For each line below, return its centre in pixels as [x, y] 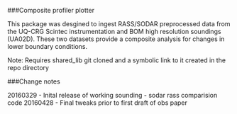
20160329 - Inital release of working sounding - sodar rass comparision [112, 95]
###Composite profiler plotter [51, 10]
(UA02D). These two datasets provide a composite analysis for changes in [116, 39]
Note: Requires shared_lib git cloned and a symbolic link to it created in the [116, 60]
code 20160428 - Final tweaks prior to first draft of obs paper [98, 103]
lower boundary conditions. [48, 46]
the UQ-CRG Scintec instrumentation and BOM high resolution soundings [114, 32]
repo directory [28, 68]
